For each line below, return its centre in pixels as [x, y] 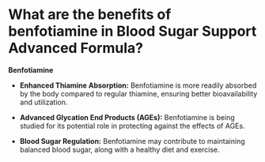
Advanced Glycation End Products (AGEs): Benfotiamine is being [127, 117]
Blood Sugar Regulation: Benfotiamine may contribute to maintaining [132, 141]
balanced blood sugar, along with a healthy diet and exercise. [119, 149]
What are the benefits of [90, 15]
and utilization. [44, 102]
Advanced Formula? [76, 48]
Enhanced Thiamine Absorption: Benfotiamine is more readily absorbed [138, 85]
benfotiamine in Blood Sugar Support [132, 31]
